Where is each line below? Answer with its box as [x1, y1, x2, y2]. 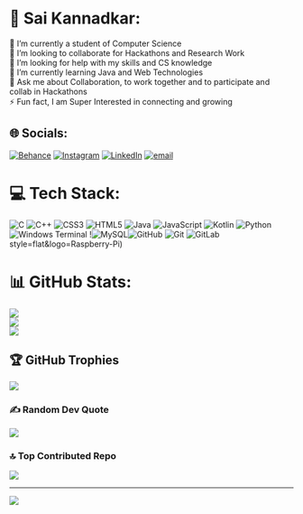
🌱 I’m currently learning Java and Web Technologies [9, 67, 204, 78]
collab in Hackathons [9, 86, 87, 97]
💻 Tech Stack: [9, 182, 121, 203]
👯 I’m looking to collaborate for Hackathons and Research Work [9, 47, 245, 58]
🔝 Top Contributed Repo [9, 449, 117, 462]
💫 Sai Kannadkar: [9, 8, 142, 29]
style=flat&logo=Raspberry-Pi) [9, 238, 124, 249]
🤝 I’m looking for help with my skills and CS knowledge [9, 57, 213, 68]
